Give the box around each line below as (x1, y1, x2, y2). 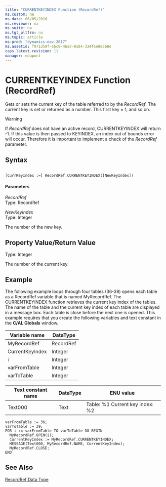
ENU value (110, 389, 135, 396)
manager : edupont (5, 53, 41, 58)
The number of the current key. (5, 261, 69, 267)
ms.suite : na (5, 26, 32, 31)
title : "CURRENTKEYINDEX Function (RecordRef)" (5, 7, 105, 12)
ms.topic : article (5, 35, 43, 40)
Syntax (5, 156, 28, 164)
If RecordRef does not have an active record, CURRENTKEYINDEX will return (5, 125, 161, 131)
